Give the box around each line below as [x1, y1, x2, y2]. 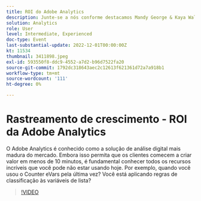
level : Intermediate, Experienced [6, 31, 93, 37]
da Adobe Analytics [6, 125, 106, 139]
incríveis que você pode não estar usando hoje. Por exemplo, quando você [6, 164, 191, 171]
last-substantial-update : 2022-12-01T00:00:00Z [6, 43, 127, 49]
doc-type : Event [6, 37, 47, 43]
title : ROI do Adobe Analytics [6, 8, 84, 15]
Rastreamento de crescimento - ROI [6, 112, 187, 126]
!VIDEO [20, 188, 39, 196]
